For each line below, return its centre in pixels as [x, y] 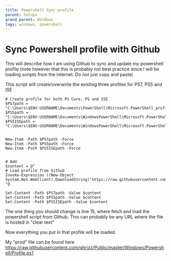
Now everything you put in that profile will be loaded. [61, 232]
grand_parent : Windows [29, 19]
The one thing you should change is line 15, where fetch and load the [77, 211]
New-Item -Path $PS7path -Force [39, 139]
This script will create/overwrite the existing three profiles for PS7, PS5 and [84, 84]
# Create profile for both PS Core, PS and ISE [57, 99]
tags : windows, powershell [34, 24]
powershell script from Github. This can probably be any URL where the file [84, 217]
